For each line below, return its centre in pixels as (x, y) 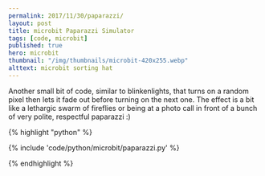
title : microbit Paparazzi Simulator (71, 31)
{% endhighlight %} (41, 163)
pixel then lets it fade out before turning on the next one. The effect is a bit (131, 99)
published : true (35, 46)
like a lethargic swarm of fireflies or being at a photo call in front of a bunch (133, 108)
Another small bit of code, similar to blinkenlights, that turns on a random (128, 91)
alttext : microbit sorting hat (61, 68)
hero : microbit (34, 53)
